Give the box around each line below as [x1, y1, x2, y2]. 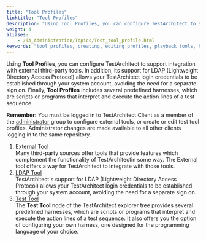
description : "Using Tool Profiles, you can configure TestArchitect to [6, 20, 196, 26]
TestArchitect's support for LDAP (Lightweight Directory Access [15, 175, 177, 183]
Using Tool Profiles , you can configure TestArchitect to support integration [6, 60, 196, 68]
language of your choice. [15, 227, 78, 235]
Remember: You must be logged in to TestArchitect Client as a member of [6, 111, 194, 119]
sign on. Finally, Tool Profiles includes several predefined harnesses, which [6, 86, 197, 93]
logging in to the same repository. [6, 130, 91, 138]
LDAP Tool [15, 168, 42, 176]
